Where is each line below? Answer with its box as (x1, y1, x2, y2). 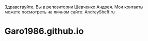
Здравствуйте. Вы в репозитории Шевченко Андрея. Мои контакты (4, 4, 144, 10)
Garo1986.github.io (4, 26, 84, 37)
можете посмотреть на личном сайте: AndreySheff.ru (4, 9, 115, 15)
